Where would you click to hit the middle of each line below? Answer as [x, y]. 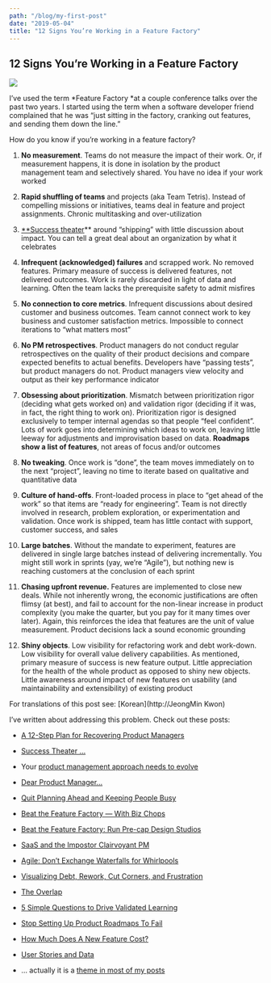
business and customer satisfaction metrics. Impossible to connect [132, 321]
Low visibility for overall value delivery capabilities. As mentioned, [130, 654]
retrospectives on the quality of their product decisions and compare [135, 354]
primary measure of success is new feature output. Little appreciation [136, 663]
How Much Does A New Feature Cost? [84, 939]
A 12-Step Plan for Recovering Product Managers [102, 736]
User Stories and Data [58, 955]
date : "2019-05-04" [42, 23]
